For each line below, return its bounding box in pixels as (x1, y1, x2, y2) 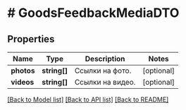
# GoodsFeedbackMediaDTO (7, 5, 180, 21)
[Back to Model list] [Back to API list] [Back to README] (7, 95, 169, 104)
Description (85, 54, 125, 63)
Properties (7, 33, 55, 45)
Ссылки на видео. (74, 78, 136, 87)
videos (11, 78, 35, 87)
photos (11, 66, 35, 75)
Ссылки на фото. (74, 66, 132, 75)
